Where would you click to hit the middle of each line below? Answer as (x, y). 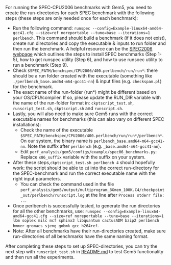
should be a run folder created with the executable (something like (82, 76)
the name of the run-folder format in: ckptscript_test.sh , (73, 103)
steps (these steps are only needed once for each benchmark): (72, 18)
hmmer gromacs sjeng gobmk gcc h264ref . (56, 226)
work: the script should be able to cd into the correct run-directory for (86, 168)
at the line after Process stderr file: (125, 195)
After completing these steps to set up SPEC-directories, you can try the (81, 246)
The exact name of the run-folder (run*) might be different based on (84, 92)
